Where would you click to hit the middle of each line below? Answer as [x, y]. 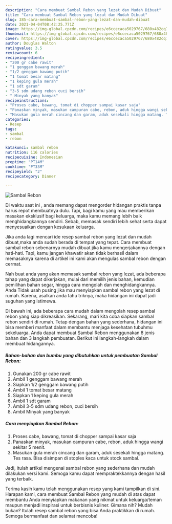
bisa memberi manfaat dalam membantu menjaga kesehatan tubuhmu [79, 327]
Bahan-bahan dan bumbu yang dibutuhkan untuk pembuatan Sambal [81, 355]
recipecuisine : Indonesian [34, 157]
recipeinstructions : [27, 100]
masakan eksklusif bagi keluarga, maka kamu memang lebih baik [74, 216]
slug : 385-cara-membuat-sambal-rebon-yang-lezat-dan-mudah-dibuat [78, 19]
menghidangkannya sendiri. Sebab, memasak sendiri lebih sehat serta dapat [86, 222]
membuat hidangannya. [30, 344]
